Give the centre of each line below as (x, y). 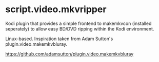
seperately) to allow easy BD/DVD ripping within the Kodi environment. (80, 28)
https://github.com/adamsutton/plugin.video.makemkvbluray (69, 54)
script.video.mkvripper (56, 9)
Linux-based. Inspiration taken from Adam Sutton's (59, 39)
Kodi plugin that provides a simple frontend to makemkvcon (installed (78, 23)
